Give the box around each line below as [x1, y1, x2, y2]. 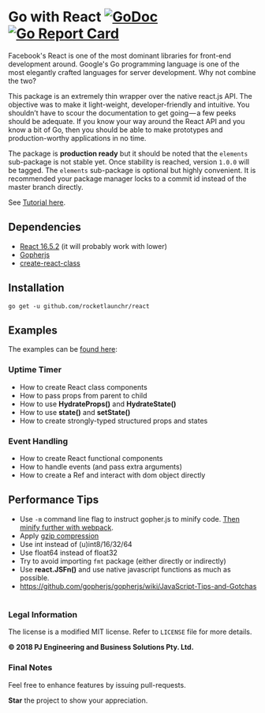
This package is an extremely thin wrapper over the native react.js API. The [8, 91, 252, 100]
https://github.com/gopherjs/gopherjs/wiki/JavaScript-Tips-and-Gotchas [19, 581, 257, 590]
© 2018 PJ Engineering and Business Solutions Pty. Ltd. [8, 643, 195, 652]
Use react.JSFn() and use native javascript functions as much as [19, 564, 231, 574]
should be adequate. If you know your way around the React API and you [8, 116, 245, 126]
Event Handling [8, 436, 69, 447]
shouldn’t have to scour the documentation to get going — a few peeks [8, 108, 237, 118]
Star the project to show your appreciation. [8, 696, 148, 705]
